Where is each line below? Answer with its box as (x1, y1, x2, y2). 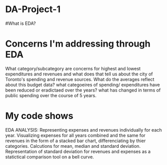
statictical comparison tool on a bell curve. (5, 153, 94, 160)
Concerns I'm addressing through (5, 38, 151, 50)
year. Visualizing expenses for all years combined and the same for (5, 132, 146, 138)
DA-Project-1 (5, 4, 61, 15)
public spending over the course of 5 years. (5, 92, 96, 98)
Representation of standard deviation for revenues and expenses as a (5, 148, 151, 154)
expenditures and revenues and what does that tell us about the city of (5, 71, 153, 77)
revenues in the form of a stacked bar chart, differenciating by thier (5, 138, 146, 144)
